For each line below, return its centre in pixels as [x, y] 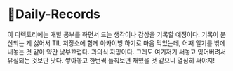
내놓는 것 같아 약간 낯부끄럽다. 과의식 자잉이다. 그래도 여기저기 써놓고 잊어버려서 [117, 52]
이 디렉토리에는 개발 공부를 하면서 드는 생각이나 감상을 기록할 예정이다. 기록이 [113, 34]
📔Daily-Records [54, 14]
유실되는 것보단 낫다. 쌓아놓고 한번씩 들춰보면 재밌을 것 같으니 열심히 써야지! [111, 60]
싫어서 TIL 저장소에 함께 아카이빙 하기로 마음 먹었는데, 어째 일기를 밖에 [129, 43]
